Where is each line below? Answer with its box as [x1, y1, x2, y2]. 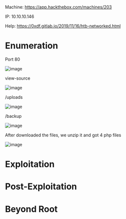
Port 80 [5, 56, 20, 62]
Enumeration [5, 40, 58, 51]
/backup [5, 113, 22, 119]
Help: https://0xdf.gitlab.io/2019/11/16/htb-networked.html [5, 23, 121, 29]
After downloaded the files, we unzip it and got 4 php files [5, 132, 122, 138]
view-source [5, 75, 31, 81]
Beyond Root [5, 203, 58, 215]
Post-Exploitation [5, 181, 77, 192]
